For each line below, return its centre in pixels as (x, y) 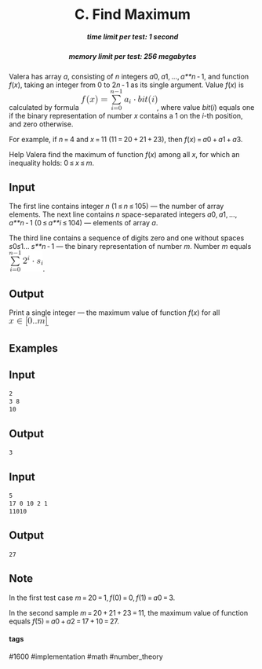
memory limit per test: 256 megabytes (133, 57)
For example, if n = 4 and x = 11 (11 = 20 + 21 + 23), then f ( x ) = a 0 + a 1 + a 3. (126, 139)
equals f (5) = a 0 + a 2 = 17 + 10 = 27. (64, 621)
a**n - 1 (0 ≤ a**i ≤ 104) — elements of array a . (84, 223)
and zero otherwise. (41, 124)
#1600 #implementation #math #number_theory (86, 656)
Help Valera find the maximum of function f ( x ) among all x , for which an (124, 154)
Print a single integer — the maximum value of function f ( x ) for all (115, 313)
